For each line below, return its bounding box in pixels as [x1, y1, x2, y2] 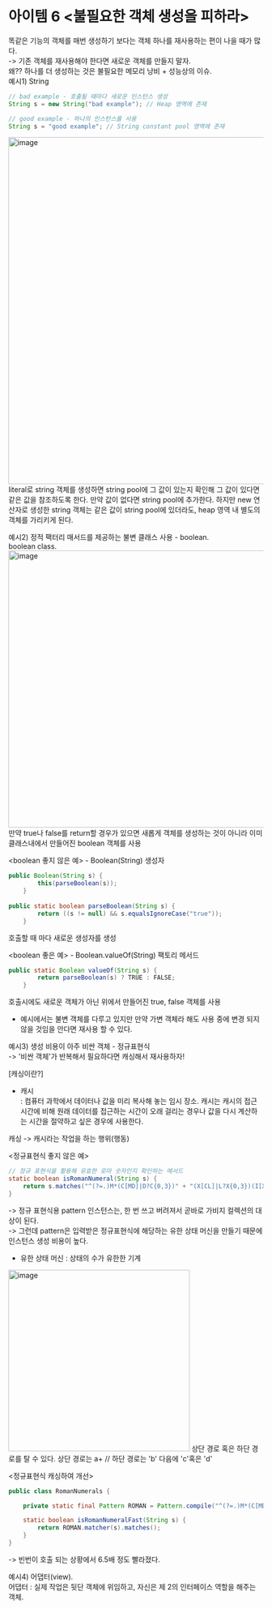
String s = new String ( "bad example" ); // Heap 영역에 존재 [8, 100, 207, 108]
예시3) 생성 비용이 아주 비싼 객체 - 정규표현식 [8, 1042, 151, 1051]
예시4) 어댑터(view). [8, 1572, 74, 1581]
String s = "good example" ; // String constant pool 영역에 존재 [8, 122, 225, 131]
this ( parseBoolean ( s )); [37, 879, 117, 888]
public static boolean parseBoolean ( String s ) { [8, 901, 176, 910]
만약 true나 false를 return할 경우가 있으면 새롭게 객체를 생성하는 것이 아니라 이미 [8, 828, 263, 838]
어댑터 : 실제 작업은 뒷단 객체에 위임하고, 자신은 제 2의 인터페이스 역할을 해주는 [8, 1581, 257, 1591]
